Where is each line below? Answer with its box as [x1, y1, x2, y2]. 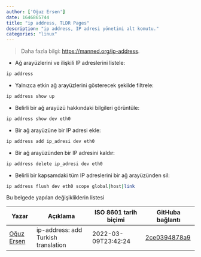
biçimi [106, 216, 125, 224]
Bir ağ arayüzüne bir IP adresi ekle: [14, 127, 101, 134]
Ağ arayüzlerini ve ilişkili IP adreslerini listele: [14, 59, 126, 67]
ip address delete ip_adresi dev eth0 [6, 160, 103, 167]
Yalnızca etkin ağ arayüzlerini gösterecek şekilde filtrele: [14, 82, 154, 89]
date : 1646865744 [6, 14, 50, 20]
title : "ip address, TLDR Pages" [6, 20, 90, 26]
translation [36, 241, 67, 249]
